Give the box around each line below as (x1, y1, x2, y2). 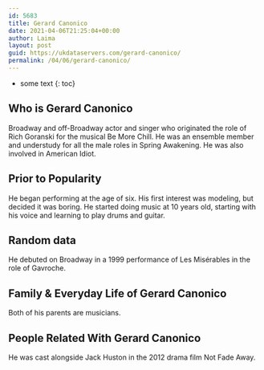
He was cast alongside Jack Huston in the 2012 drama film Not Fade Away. (8, 352, 256, 362)
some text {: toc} (19, 78, 76, 88)
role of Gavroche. (8, 263, 67, 273)
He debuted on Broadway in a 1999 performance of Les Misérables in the (8, 254, 251, 265)
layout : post (8, 42, 52, 50)
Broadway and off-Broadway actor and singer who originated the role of (8, 123, 247, 132)
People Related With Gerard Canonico (8, 331, 201, 345)
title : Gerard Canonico (8, 19, 88, 27)
